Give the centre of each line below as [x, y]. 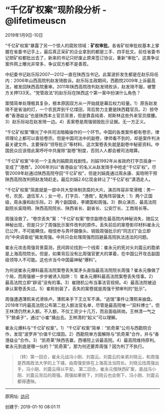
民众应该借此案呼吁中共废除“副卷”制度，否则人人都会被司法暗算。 [76, 150]
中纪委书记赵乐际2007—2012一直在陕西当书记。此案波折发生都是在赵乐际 [80, 74]
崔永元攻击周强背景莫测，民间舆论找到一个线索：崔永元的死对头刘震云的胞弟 [82, 247]
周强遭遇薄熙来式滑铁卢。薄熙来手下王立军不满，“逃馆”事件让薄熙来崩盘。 [80, 299]
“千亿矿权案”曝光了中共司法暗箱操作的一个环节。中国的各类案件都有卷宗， [80, 132]
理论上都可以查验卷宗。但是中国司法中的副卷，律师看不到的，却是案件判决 [84, 138]
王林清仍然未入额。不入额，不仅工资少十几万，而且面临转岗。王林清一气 [78, 311]
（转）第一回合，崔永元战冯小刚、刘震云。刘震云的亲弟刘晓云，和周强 [88, 357]
